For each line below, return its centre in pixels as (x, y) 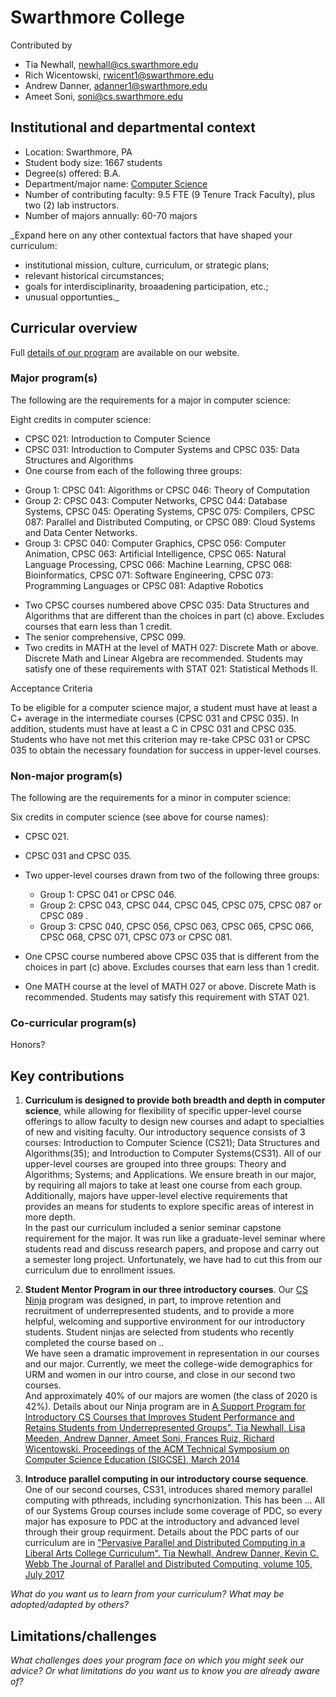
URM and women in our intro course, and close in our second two (160, 1375)
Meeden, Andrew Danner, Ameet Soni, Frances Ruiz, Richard (149, 1438)
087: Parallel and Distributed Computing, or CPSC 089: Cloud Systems (170, 522)
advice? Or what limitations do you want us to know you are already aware (165, 1671)
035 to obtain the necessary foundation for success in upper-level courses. (166, 750)
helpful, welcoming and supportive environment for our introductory (165, 1322)
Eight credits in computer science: (81, 419)
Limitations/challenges (83, 1636)
